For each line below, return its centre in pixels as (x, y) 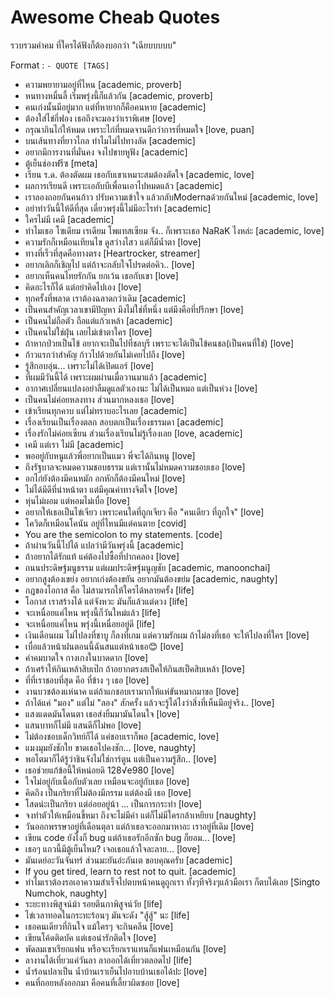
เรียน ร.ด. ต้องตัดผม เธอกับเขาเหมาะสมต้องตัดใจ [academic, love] (139, 174)
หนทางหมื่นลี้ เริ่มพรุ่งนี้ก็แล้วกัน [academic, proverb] (118, 95)
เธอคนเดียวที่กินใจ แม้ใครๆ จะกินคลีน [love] (99, 926)
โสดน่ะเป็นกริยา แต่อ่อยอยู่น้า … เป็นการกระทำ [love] (113, 803)
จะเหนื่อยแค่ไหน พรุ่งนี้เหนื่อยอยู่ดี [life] (90, 623)
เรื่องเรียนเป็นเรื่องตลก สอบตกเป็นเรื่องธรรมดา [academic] (124, 422)
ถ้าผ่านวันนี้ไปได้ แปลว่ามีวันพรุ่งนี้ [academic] (104, 545)
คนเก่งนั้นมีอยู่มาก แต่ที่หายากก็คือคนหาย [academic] (115, 107)
